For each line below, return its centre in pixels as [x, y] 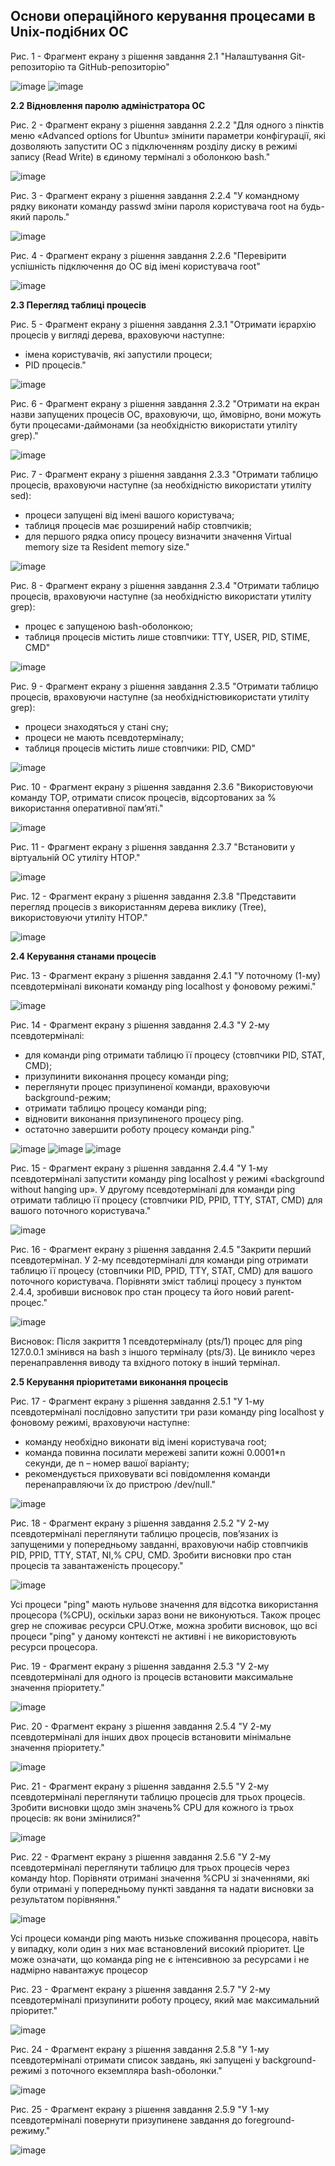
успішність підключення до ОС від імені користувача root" [135, 266]
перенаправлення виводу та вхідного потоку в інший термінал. [145, 1362]
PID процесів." [55, 365]
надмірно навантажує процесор [79, 1970]
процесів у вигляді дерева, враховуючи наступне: [117, 335]
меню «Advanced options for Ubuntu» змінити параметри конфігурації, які [168, 135]
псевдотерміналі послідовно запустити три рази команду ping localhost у [167, 1411]
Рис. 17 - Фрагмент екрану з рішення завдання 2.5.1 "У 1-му [137, 1401]
